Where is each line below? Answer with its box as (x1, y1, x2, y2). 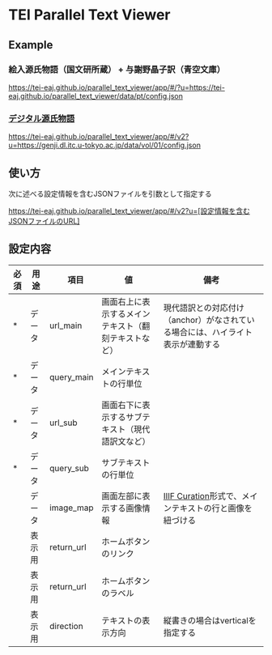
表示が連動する (163, 338, 221, 350)
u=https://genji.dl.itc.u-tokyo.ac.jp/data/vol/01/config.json (8, 140, 201, 151)
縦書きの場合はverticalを (163, 615, 257, 626)
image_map (49, 502, 94, 513)
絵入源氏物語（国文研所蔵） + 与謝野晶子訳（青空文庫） (8, 63, 225, 74)
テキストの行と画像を (171, 502, 253, 513)
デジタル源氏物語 (8, 113, 75, 124)
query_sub (49, 462, 89, 474)
